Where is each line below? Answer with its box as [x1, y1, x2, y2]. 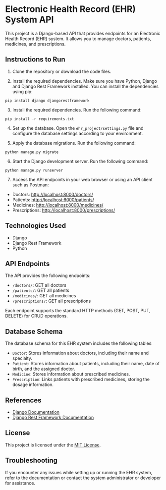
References [5, 396, 42, 404]
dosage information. [12, 381, 54, 387]
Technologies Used [5, 221, 66, 230]
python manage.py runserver [5, 167, 63, 173]
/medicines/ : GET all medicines [12, 293, 76, 299]
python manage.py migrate [5, 150, 58, 155]
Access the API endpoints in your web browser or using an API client [12, 176, 153, 182]
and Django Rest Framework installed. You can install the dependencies [12, 83, 159, 89]
